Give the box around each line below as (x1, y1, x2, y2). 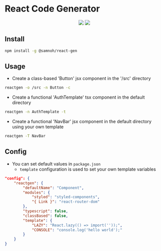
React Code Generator (5, 3, 100, 15)
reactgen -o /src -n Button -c (5, 85, 71, 91)
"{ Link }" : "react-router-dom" (31, 199, 100, 204)
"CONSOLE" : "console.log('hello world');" (31, 227, 123, 232)
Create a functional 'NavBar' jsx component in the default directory (12, 119, 152, 125)
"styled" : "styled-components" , (31, 195, 100, 200)
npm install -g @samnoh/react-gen (5, 48, 78, 53)
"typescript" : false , (23, 209, 69, 214)
